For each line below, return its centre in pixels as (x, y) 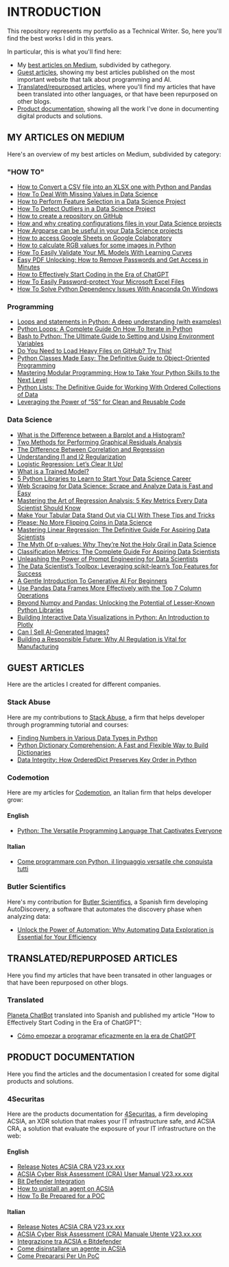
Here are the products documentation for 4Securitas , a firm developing (107, 1114)
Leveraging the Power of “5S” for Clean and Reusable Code (101, 402)
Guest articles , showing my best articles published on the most (106, 72)
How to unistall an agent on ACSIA (65, 1189)
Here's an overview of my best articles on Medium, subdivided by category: (114, 154)
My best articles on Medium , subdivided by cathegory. (94, 65)
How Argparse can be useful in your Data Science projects (100, 231)
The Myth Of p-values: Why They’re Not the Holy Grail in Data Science (117, 544)
